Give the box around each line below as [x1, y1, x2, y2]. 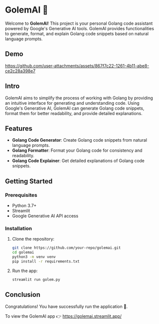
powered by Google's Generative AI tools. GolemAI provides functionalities [5, 25, 154, 31]
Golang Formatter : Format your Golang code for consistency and [12, 147, 143, 153]
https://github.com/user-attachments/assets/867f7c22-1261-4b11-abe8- [5, 63, 149, 68]
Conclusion [5, 291, 41, 299]
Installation [5, 225, 32, 232]
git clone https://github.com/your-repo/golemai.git [12, 245, 121, 250]
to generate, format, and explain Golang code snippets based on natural [5, 31, 149, 36]
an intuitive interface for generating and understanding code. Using [5, 100, 140, 106]
